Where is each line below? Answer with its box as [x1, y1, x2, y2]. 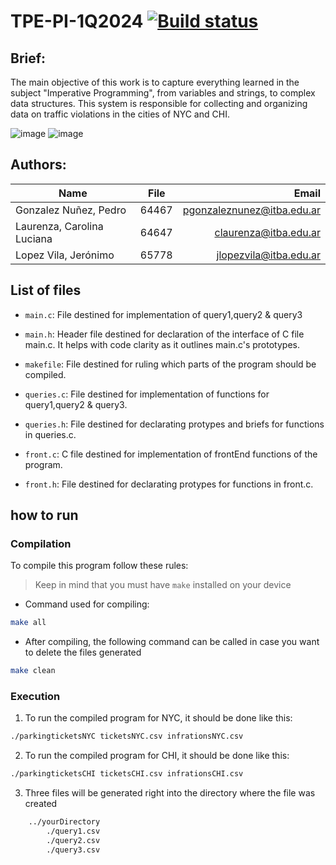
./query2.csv [46, 835, 101, 845]
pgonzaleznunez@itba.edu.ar [182, 203, 321, 217]
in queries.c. [24, 428, 77, 440]
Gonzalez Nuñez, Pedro [15, 203, 127, 217]
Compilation [10, 536, 72, 550]
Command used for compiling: [24, 598, 150, 610]
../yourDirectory [28, 817, 101, 827]
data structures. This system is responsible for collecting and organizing [10, 98, 308, 109]
